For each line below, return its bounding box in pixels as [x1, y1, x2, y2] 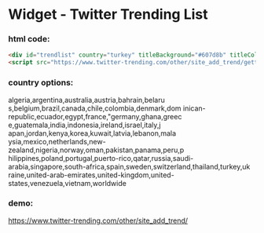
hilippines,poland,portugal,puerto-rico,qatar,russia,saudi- [8, 153, 194, 162]
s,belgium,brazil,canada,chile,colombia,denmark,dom [8, 104, 182, 113]
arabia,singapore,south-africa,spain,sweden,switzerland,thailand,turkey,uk [8, 162, 251, 171]
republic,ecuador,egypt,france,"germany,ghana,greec [8, 111, 182, 121]
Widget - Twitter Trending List [8, 5, 208, 24]
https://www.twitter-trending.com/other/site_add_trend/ [8, 216, 189, 225]
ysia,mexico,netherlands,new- [8, 137, 106, 146]
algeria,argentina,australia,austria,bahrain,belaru [8, 95, 165, 104]
